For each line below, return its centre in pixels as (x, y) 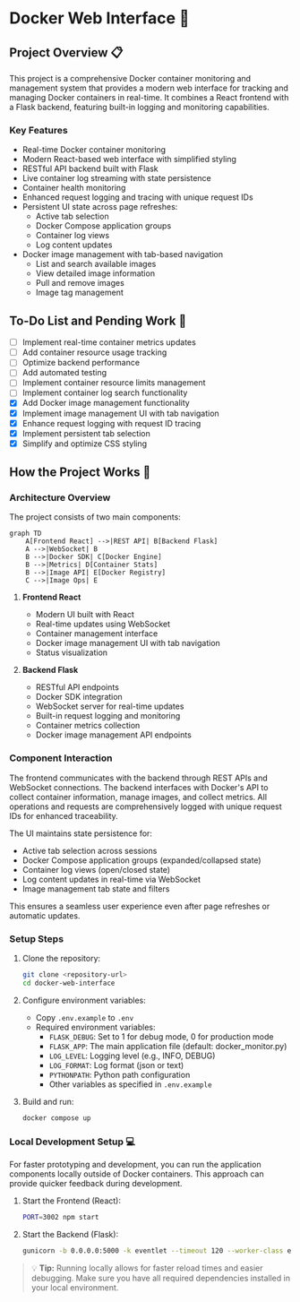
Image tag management (79, 293)
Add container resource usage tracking (94, 352)
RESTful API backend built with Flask (90, 168)
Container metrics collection (88, 726)
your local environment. (75, 1287)
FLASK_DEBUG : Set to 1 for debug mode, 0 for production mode (161, 1036)
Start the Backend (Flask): (70, 1234)
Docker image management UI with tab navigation (128, 643)
